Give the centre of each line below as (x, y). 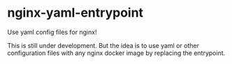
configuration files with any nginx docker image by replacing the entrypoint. (116, 53)
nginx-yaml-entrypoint (75, 13)
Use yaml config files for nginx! (52, 32)
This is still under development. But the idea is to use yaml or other (103, 45)
